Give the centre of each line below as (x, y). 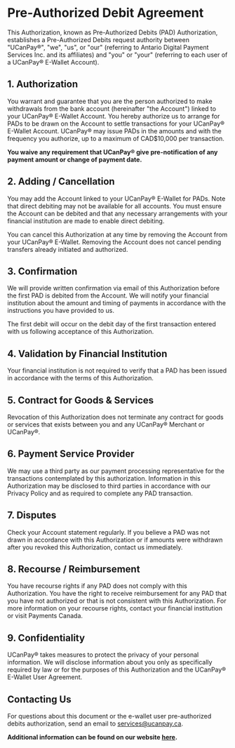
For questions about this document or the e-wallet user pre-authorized (109, 716)
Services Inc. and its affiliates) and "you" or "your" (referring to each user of (117, 55)
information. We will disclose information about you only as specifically (110, 662)
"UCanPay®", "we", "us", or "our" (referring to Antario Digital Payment (108, 47)
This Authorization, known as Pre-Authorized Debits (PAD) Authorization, (113, 32)
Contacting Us (39, 699)
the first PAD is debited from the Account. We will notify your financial (108, 295)
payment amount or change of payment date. (75, 159)
